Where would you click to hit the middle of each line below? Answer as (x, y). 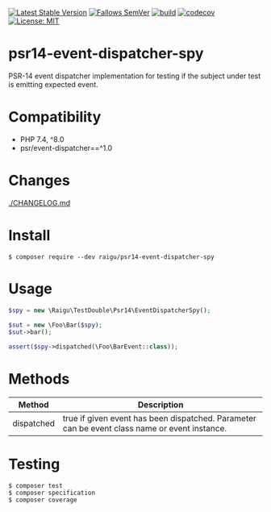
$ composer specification (52, 493)
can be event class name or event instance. (145, 429)
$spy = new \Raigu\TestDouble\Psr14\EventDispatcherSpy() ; (110, 310)
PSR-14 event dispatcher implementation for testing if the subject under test (135, 76)
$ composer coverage (43, 500)
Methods (39, 379)
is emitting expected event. (53, 84)
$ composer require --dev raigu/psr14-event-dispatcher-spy (112, 257)
